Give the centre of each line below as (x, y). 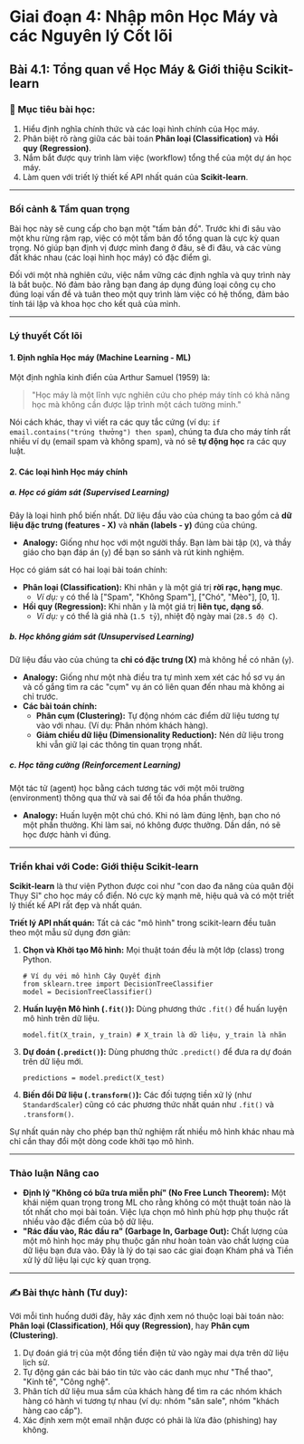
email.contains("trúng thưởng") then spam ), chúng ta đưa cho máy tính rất (150, 432)
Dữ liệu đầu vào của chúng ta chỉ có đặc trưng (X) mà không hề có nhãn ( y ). (152, 659)
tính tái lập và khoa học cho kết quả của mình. (95, 304)
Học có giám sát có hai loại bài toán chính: (88, 569)
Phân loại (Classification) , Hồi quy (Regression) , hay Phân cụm (130, 1325)
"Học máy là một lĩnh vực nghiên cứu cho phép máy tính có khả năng (161, 395)
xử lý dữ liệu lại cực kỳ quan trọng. (87, 1260)
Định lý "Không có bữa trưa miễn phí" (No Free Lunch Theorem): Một (154, 1193)
